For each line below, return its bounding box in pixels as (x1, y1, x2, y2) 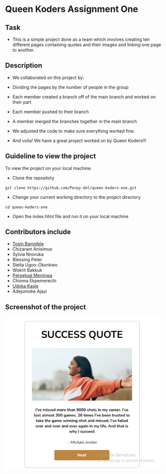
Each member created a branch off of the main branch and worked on (12, 93, 156, 100)
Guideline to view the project (5, 152, 96, 160)
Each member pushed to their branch (12, 108, 89, 115)
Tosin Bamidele (12, 241, 44, 247)
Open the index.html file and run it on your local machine (12, 213, 129, 219)
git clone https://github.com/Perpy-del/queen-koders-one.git (5, 185, 137, 190)
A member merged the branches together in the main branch (12, 118, 137, 124)
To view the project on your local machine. (5, 165, 92, 171)
